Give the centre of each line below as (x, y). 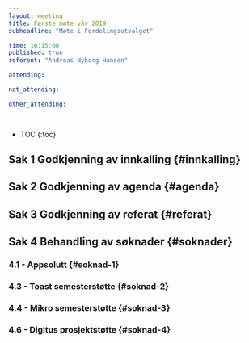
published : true (36, 53)
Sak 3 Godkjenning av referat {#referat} (110, 214)
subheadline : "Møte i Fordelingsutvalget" (81, 31)
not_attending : (34, 90)
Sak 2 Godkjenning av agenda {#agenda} (114, 187)
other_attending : (38, 104)
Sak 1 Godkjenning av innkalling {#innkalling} (124, 159)
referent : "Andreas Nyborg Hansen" (68, 61)
